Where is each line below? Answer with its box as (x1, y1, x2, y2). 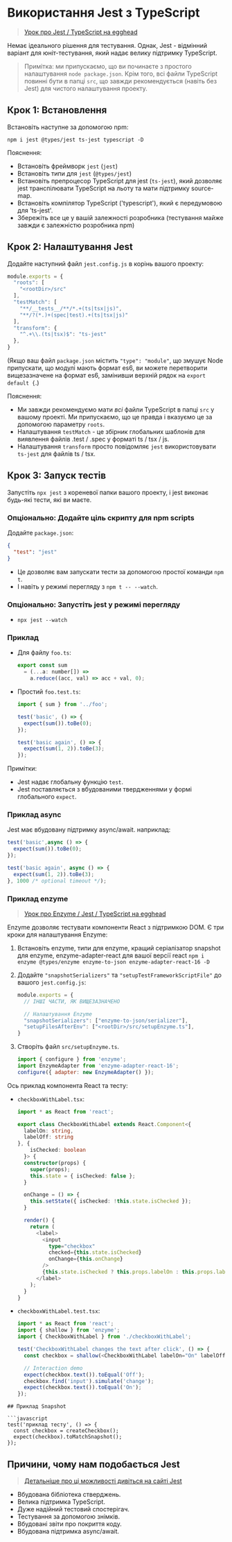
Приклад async (7, 810, 62, 820)
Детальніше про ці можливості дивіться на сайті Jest (24, 1477, 182, 1485)
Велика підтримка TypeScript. (17, 1498, 106, 1506)
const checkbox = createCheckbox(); (13, 1427, 119, 1434)
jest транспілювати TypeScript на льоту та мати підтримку (17, 184, 190, 192)
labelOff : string (24, 1134, 74, 1141)
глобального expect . (17, 793, 78, 801)
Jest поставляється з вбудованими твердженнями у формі (17, 785, 193, 794)
